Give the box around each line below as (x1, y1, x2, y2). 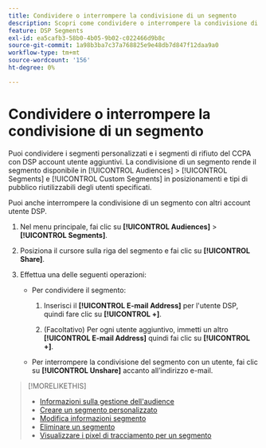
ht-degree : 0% (8, 64, 56, 72)
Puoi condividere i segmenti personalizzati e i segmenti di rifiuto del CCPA (8, 149, 252, 158)
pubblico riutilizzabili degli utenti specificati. (8, 182, 153, 192)
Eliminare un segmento (39, 422, 115, 431)
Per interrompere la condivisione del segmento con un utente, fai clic (31, 357, 259, 367)
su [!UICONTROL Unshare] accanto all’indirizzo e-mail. (31, 365, 213, 375)
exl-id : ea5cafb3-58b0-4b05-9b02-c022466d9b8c (8, 34, 166, 42)
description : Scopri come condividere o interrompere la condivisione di (8, 19, 259, 27)
